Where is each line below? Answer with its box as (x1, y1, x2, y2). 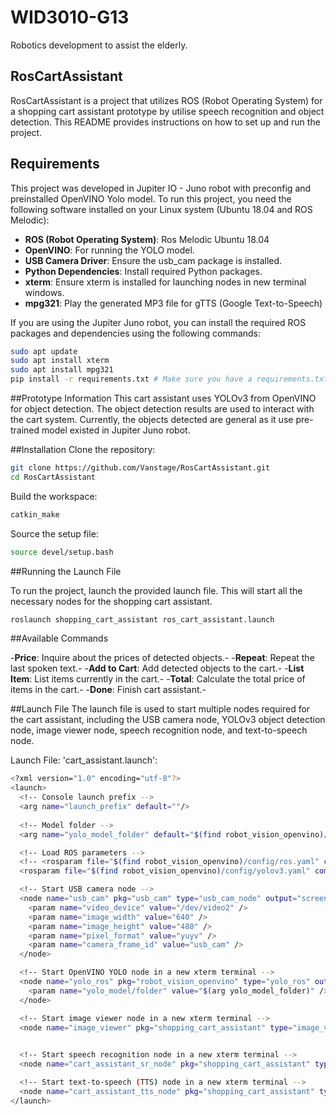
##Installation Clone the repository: (10, 444, 156, 456)
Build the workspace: (10, 490, 98, 502)
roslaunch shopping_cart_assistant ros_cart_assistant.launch (10, 614, 275, 625)
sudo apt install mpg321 (10, 365, 114, 375)
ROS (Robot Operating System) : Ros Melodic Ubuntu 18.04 (24, 233, 270, 245)
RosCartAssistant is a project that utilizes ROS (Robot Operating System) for (10, 94, 323, 106)
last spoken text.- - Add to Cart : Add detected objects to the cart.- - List (10, 662, 305, 675)
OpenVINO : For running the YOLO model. (24, 244, 195, 256)
